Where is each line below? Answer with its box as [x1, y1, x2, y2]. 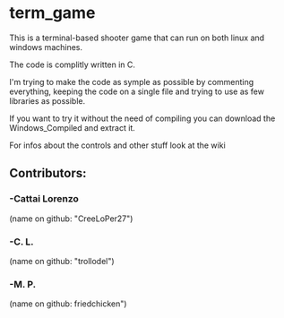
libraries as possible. [9, 95, 86, 106]
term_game [9, 3, 96, 23]
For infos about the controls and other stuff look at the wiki [9, 140, 226, 150]
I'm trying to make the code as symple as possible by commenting [9, 76, 254, 87]
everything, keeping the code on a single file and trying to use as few [9, 86, 264, 97]
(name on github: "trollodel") [9, 255, 115, 266]
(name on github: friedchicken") [9, 298, 127, 309]
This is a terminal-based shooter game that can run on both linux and [9, 32, 265, 43]
